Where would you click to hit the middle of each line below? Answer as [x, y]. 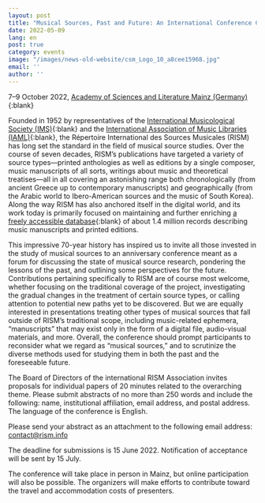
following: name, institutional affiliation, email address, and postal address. [129, 403]
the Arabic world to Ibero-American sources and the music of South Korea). [131, 196]
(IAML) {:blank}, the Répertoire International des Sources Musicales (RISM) [129, 137]
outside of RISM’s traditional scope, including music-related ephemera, [123, 320]
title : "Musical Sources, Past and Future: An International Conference [130, 23]
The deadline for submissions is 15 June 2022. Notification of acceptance [128, 450]
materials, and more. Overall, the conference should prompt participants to [129, 337]
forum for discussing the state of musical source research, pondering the [127, 261]
